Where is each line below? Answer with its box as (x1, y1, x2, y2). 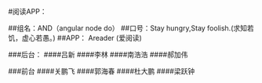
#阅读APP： (8, 7, 47, 16)
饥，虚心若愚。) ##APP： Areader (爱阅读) (8, 34, 143, 42)
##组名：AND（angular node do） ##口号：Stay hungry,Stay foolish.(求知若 (8, 23, 254, 33)
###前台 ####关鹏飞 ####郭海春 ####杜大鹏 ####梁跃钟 (8, 67, 195, 76)
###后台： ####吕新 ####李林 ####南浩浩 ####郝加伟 (8, 50, 188, 59)
